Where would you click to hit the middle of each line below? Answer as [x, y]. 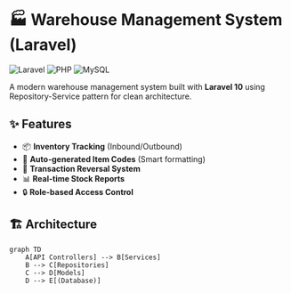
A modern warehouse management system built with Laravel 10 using [137, 86]
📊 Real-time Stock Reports [73, 178]
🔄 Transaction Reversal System [81, 168]
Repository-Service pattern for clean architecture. [101, 96]
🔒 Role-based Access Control [77, 191]
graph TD [25, 249]
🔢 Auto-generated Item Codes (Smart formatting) [114, 159]
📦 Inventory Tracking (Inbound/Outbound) [102, 146]
